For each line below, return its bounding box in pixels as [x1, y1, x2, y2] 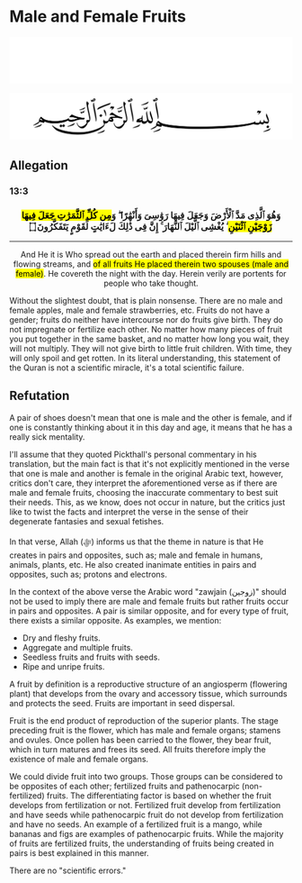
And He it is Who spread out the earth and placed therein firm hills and [21, 249, 281, 259]
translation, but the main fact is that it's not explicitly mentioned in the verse [9, 458, 290, 469]
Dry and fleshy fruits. [22, 633, 101, 643]
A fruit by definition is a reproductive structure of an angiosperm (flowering [9, 678, 288, 689]
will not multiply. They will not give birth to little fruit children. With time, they [9, 342, 292, 353]
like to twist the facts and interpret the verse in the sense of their [9, 506, 249, 517]
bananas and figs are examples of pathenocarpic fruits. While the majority [9, 828, 284, 839]
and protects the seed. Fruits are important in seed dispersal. [9, 697, 235, 708]
